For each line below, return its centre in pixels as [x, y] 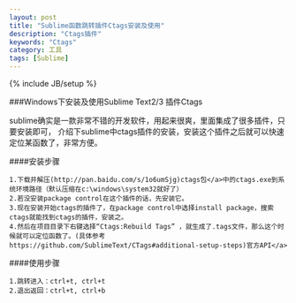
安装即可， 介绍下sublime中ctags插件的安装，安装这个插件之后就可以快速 [150, 132]
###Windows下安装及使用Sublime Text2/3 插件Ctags [106, 102]
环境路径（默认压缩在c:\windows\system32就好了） [99, 189]
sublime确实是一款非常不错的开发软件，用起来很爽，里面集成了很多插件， [144, 121]
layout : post [33, 17]
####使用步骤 [34, 263]
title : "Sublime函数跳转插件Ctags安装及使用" [87, 26]
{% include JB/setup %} [53, 83]
